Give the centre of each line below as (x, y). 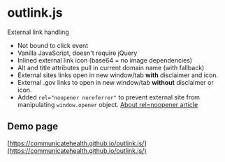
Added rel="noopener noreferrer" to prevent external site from (109, 97)
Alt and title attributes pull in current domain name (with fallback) (111, 67)
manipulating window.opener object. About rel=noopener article (108, 104)
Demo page (33, 127)
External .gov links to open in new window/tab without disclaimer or (116, 82)
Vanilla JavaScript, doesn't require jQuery (77, 53)
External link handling (38, 32)
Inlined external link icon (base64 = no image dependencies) (105, 60)
